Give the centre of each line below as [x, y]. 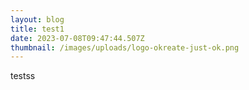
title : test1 [37, 29]
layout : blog [37, 19]
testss [23, 76]
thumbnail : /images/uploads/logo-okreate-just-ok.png [125, 47]
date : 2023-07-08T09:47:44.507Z [77, 38]
